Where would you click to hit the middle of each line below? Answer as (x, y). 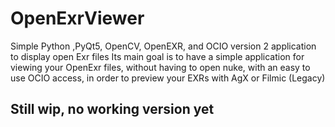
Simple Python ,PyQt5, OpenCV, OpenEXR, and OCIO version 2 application (163, 46)
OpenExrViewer (77, 18)
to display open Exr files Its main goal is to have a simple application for (157, 56)
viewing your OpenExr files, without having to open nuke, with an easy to (160, 67)
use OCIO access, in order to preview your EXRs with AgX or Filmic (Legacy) (168, 78)
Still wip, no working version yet (112, 109)
